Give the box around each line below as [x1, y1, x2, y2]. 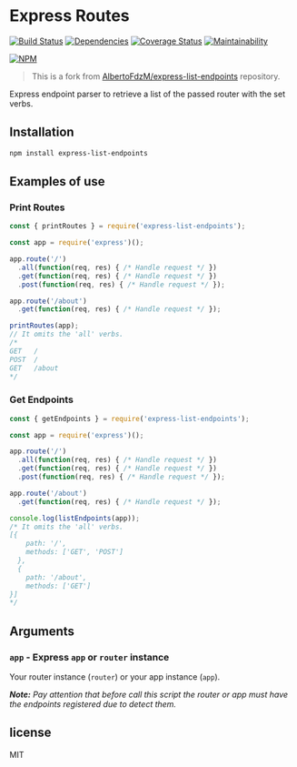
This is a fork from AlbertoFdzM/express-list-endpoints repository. [31, 70, 281, 82]
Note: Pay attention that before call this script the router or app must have [9, 689, 289, 701]
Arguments [9, 623, 75, 639]
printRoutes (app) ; [9, 321, 79, 330]
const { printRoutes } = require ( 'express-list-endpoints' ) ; [9, 222, 246, 231]
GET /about [9, 363, 59, 373]
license [9, 725, 52, 741]
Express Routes [9, 5, 130, 26]
